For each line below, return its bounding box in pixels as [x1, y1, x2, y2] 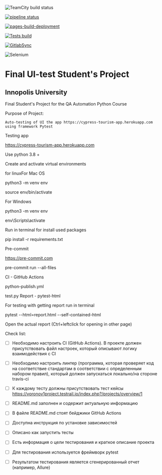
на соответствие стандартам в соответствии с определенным [12, 365, 142, 372]
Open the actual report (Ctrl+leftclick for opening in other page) [5, 321, 132, 327]
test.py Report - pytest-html [5, 293, 61, 299]
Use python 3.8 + [5, 151, 40, 157]
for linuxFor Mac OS [5, 170, 45, 176]
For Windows [5, 199, 32, 204]
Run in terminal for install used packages [5, 227, 86, 233]
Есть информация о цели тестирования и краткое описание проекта [12, 439, 154, 445]
